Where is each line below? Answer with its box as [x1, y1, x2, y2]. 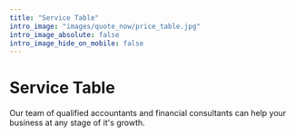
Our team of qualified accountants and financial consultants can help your [9, 108, 287, 119]
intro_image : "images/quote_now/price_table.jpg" [9, 22, 202, 31]
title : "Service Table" [9, 13, 100, 23]
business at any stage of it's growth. [9, 117, 145, 128]
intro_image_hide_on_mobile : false [9, 38, 144, 48]
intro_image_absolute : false [9, 30, 120, 39]
